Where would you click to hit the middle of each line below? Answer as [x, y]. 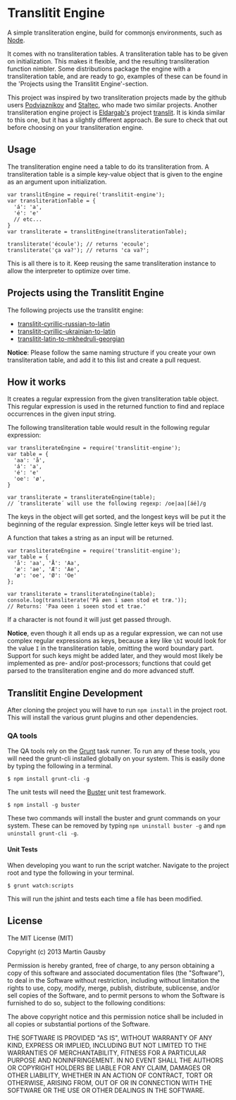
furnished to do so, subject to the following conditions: [86, 1003]
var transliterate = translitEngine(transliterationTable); [98, 232]
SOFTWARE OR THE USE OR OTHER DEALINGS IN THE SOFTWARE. [106, 1090]
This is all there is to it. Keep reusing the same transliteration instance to [112, 263]
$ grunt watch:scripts [41, 885]
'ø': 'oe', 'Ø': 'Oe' [45, 576]
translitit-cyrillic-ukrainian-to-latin [67, 331]
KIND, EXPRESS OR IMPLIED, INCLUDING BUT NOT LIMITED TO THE [107, 1045]
